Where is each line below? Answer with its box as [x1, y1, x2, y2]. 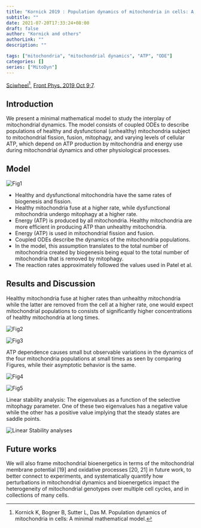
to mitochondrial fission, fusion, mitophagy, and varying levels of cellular [6, 133, 185, 141]
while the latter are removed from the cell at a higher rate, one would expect [6, 301, 193, 308]
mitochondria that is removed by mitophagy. [14, 255, 124, 262]
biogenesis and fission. [14, 198, 72, 205]
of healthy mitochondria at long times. [6, 314, 100, 321]
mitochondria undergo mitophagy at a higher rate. [14, 210, 138, 217]
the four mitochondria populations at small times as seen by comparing [6, 354, 181, 362]
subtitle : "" [6, 14, 39, 20]
